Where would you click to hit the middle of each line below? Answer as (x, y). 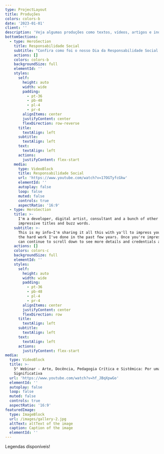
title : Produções (23, 14)
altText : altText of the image (41, 424)
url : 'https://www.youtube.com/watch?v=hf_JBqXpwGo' (64, 378)
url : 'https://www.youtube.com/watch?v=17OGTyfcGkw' (73, 178)
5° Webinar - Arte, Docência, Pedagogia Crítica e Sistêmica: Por (83, 369)
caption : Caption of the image (41, 428)
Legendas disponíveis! (28, 446)
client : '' (16, 28)
